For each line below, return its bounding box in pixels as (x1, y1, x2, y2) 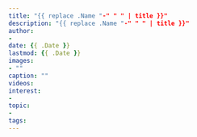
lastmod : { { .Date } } (8, 49, 82, 57)
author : (8, 27, 35, 35)
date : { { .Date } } (8, 42, 70, 50)
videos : (8, 79, 35, 87)
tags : (8, 117, 27, 125)
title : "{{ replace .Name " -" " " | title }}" (8, 11, 168, 20)
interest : (8, 86, 42, 95)
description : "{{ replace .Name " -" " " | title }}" (8, 19, 190, 27)
